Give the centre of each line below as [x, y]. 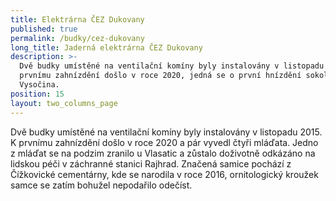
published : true [44, 29]
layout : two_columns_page [64, 103]
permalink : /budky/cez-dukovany [77, 38]
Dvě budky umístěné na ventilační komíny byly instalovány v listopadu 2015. [166, 132]
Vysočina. [39, 85]
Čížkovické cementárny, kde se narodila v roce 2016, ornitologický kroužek [164, 174]
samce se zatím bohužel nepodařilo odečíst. [101, 185]
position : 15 [37, 94]
